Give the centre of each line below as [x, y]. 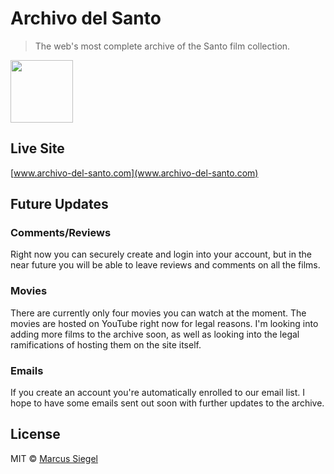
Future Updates [59, 204]
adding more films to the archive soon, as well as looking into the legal [155, 334]
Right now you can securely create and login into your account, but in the [161, 254]
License [35, 434]
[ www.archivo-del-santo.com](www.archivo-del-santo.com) [134, 173]
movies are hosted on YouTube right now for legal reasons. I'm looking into [164, 323]
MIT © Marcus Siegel [54, 458]
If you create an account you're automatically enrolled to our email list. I [158, 393]
